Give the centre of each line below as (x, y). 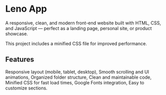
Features (20, 60)
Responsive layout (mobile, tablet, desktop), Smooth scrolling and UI (77, 72)
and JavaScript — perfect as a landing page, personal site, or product (79, 28)
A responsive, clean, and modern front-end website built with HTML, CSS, (83, 23)
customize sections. (26, 88)
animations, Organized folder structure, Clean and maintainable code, (78, 77)
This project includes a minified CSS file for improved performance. (76, 43)
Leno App (26, 9)
